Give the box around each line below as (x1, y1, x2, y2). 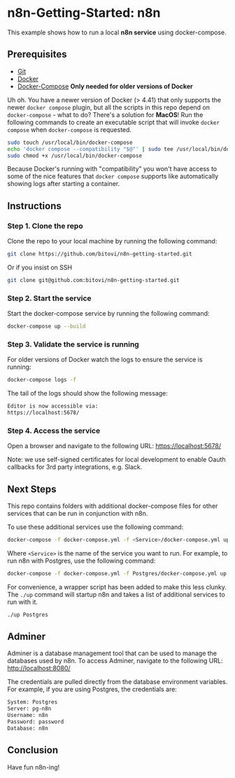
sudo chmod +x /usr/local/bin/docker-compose (7, 152, 142, 159)
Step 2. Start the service (7, 293, 92, 303)
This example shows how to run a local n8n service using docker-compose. (7, 28, 227, 36)
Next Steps (7, 483, 57, 495)
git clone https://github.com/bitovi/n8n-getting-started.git (7, 250, 192, 257)
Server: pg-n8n (7, 705, 52, 713)
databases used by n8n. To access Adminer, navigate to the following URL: (7, 657, 223, 665)
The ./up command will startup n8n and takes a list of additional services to (7, 590, 225, 598)
